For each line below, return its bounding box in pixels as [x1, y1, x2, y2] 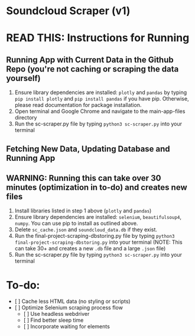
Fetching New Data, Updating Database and [6, 144, 170, 154]
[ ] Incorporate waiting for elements [23, 323, 110, 330]
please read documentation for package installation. [14, 102, 142, 109]
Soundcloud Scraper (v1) [6, 4, 131, 18]
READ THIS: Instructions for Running [6, 31, 190, 45]
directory [14, 114, 37, 121]
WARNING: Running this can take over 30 [6, 173, 161, 183]
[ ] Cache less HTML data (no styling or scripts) [14, 298, 131, 305]
